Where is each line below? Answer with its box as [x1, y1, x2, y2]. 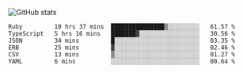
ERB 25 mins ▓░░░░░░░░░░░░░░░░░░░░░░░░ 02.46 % [8, 44, 236, 52]
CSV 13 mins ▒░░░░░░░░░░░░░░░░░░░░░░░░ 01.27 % [8, 51, 236, 59]
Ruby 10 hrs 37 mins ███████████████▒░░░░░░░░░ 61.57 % [8, 23, 236, 31]
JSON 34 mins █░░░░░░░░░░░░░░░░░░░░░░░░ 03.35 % [8, 36, 236, 44]
